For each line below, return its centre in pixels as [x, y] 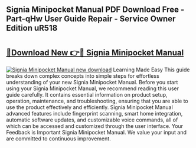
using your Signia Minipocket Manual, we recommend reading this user [92, 88]
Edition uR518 [32, 28]
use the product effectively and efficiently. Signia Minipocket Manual [89, 107]
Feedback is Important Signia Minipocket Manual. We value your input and [97, 132]
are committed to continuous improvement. [58, 139]
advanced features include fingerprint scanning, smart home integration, [94, 114]
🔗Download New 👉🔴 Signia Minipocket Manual [95, 52]
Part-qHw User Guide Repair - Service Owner [91, 19]
